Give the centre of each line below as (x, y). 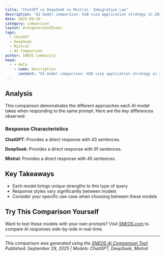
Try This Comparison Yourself (52, 212)
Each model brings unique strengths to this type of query (70, 186)
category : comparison (27, 23)
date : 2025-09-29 (23, 19)
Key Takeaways (30, 174)
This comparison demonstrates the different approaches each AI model (77, 105)
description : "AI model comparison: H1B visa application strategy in (79, 14)
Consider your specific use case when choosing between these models (84, 196)
